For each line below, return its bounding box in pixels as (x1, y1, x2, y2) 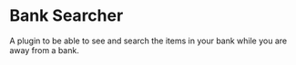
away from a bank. (9, 44, 79, 55)
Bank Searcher (9, 5, 124, 26)
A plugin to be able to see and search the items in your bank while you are (9, 35, 288, 46)
